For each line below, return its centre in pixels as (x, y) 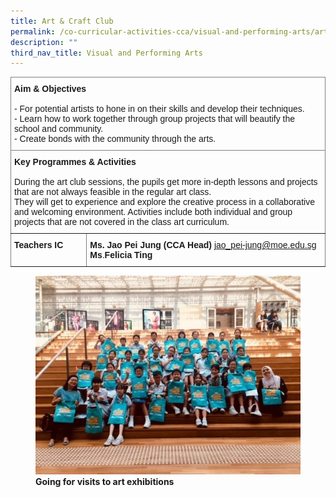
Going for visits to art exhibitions (105, 482)
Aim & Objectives (50, 89)
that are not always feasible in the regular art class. (113, 192)
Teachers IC (39, 245)
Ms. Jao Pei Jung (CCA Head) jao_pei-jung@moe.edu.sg (203, 245)
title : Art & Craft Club (62, 21)
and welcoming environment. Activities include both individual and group (153, 212)
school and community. (59, 129)
